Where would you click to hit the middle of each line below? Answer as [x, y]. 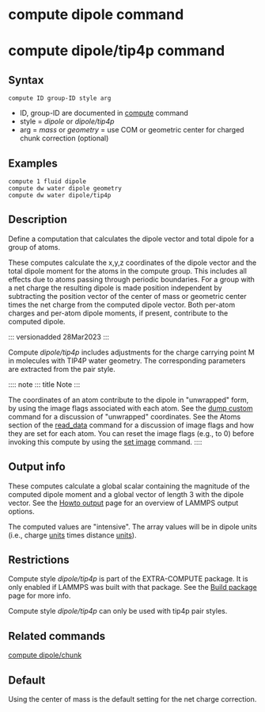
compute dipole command [96, 15]
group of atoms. [34, 247]
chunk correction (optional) [64, 138]
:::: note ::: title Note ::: [44, 384]
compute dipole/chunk [45, 655]
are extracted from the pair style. [62, 369]
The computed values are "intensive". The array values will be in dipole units [132, 526]
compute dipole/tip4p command [117, 51]
